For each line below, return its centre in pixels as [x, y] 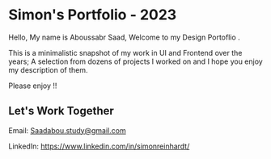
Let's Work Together [61, 111]
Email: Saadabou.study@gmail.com [68, 130]
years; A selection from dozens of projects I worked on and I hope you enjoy [135, 61]
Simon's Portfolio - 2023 [93, 15]
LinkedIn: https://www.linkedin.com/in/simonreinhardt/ [99, 146]
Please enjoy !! [33, 86]
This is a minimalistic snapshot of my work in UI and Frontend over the [125, 52]
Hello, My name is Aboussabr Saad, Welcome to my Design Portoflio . [124, 37]
